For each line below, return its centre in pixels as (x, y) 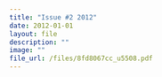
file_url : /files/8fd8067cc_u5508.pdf (81, 58)
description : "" (39, 42)
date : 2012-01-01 (41, 26)
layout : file (33, 34)
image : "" (28, 50)
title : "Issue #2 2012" (53, 17)
